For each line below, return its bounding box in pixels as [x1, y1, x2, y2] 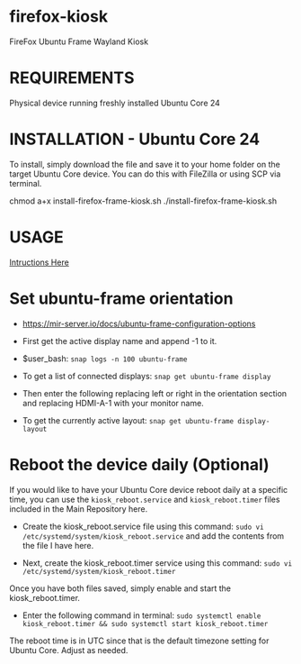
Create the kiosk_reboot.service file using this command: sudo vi [22, 521, 264, 532]
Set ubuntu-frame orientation [9, 288, 234, 308]
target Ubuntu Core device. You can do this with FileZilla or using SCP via [9, 168, 281, 179]
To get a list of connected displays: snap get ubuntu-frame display [22, 370, 271, 381]
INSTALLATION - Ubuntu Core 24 [9, 129, 261, 150]
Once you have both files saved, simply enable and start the [9, 583, 232, 594]
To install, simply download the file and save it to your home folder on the [9, 159, 280, 169]
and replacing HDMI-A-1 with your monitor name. [22, 397, 204, 408]
